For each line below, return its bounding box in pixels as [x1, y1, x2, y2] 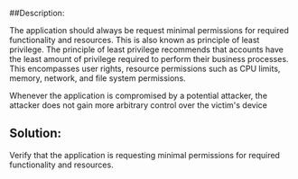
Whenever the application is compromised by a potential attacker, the [9, 90, 268, 101]
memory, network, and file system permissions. [9, 73, 187, 84]
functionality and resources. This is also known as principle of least [9, 35, 260, 45]
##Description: [9, 8, 65, 18]
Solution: [9, 126, 61, 141]
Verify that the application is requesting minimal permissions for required [9, 149, 280, 160]
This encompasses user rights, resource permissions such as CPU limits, [9, 63, 281, 74]
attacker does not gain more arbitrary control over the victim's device [9, 100, 268, 111]
